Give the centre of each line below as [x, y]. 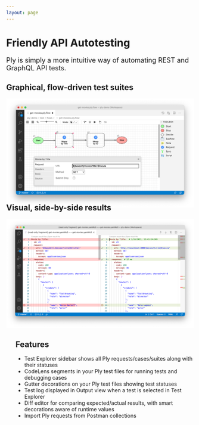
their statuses [41, 365]
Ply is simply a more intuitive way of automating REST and [98, 60]
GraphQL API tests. [36, 68]
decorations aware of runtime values [69, 410]
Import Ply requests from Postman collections [80, 416]
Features [32, 344]
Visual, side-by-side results [59, 208]
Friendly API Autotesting [68, 43]
